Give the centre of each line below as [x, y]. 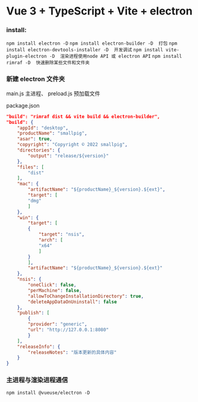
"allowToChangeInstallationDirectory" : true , [86, 296]
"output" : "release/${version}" [69, 156]
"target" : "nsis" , [61, 235]
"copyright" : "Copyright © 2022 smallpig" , [73, 145]
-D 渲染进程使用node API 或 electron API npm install [116, 56]
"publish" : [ [33, 313]
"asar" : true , [35, 139]
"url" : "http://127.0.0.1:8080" [69, 330]
